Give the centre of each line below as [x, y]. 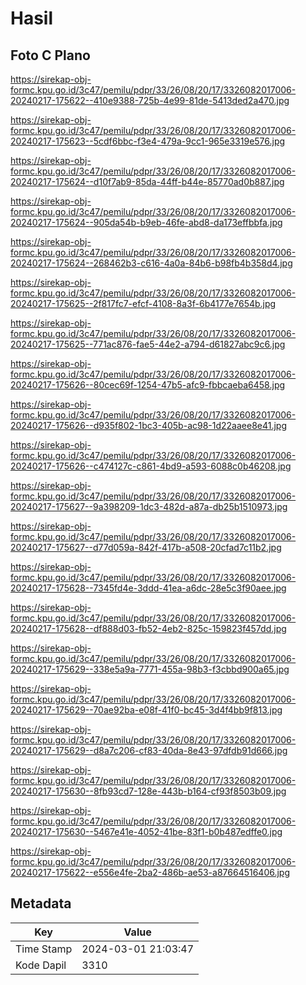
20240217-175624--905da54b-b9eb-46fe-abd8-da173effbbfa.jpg [146, 222]
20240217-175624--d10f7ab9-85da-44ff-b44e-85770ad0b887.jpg [147, 181]
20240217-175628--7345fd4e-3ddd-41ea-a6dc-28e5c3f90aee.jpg [148, 588]
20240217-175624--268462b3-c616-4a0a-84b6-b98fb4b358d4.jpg [151, 263]
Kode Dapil [41, 965]
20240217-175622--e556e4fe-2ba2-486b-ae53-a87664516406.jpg [150, 872]
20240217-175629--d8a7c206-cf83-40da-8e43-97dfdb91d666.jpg [149, 750]
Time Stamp [44, 949]
